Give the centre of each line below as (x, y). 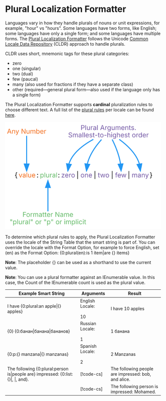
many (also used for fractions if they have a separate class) (73, 84)
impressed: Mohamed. (133, 392)
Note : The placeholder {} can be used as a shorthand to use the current (78, 262)
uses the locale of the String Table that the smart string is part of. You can (80, 242)
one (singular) (26, 68)
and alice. (120, 379)
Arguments (93, 293)
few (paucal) (25, 79)
